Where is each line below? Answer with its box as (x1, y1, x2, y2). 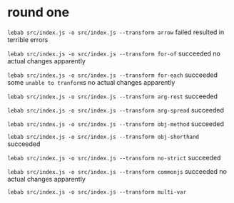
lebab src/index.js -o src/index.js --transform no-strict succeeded (7, 153, 221, 162)
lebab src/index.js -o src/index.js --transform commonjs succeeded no (7, 167, 227, 175)
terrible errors (7, 35, 49, 43)
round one (7, 4, 70, 21)
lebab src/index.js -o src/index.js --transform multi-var (7, 188, 187, 196)
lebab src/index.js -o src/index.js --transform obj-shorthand (7, 133, 200, 140)
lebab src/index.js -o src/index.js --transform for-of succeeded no (7, 49, 221, 58)
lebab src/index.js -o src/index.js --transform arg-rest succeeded (7, 92, 218, 100)
